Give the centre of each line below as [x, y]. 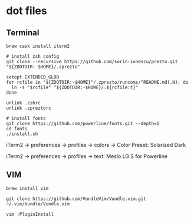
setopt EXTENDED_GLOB [33, 77]
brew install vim [27, 188]
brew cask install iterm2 [38, 46]
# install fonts [26, 119]
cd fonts [17, 129]
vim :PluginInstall [30, 214]
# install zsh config [33, 57]
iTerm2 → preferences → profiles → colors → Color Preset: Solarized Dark [96, 145]
